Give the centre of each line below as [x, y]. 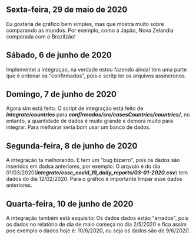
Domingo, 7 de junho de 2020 [61, 94]
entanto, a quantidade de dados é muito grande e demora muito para [90, 121]
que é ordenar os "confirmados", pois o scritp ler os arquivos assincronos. [96, 76]
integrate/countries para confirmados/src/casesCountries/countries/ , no [98, 115]
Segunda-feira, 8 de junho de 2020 [72, 146]
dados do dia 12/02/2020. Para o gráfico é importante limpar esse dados [94, 179]
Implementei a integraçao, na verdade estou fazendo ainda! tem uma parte [97, 69]
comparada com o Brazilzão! [41, 36]
